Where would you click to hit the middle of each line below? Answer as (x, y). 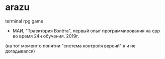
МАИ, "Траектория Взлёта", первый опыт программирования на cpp (86, 30)
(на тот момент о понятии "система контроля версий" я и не (70, 45)
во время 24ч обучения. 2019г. (46, 36)
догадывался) (20, 51)
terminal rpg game (24, 21)
